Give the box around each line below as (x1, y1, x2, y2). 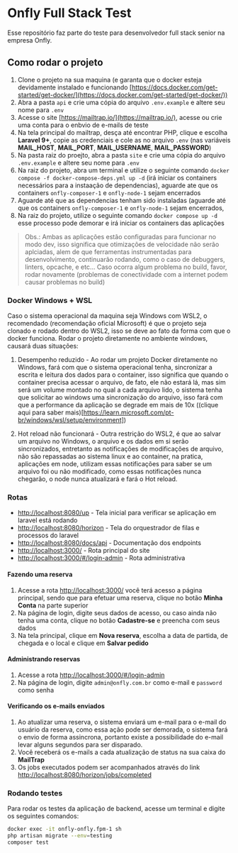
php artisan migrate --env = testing (7, 832, 113, 840)
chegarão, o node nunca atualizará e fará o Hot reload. (17, 475, 178, 483)
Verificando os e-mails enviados (7, 702, 105, 710)
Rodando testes (7, 788, 63, 798)
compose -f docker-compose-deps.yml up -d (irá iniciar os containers (17, 173, 217, 182)
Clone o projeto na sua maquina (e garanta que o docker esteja (17, 75, 202, 84)
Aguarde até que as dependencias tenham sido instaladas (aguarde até (17, 196, 227, 204)
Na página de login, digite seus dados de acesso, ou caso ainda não (17, 608, 217, 617)
